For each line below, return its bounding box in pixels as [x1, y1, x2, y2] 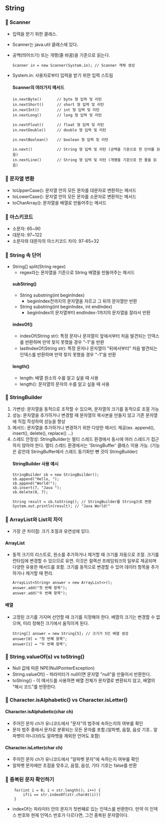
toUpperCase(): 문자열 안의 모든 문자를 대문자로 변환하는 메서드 [12, 188, 137, 194]
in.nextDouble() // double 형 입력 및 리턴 [12, 127, 107, 132]
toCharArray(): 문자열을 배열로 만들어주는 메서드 [12, 200, 107, 206]
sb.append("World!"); [12, 481, 57, 486]
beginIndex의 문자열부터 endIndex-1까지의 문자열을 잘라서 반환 [27, 309, 151, 315]
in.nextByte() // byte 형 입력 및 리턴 [12, 97, 102, 102]
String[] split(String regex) [12, 263, 66, 269]
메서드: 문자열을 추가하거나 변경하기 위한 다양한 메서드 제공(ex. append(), [12, 424, 155, 430]
